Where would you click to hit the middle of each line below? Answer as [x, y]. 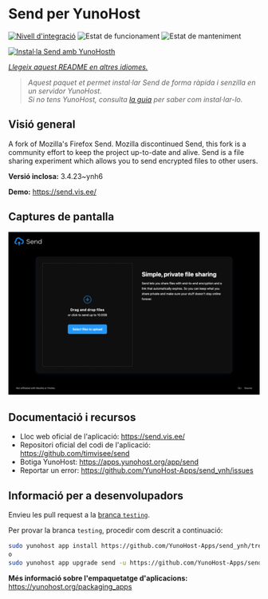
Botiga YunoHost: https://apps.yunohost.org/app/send [109, 462]
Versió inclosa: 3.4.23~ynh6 [56, 176]
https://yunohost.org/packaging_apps [70, 586]
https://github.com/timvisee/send [75, 454]
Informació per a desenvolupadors [96, 496]
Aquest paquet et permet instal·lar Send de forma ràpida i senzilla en [142, 82]
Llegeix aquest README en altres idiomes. [78, 67]
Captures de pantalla [61, 217]
